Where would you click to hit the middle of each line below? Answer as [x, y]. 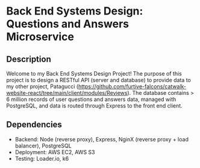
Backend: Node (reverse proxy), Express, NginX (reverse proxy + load [102, 139]
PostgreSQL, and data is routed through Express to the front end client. [94, 106]
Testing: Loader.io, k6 [42, 158]
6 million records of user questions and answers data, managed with [91, 99]
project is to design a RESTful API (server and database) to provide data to [98, 80]
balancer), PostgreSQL [43, 146]
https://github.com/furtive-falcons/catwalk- [132, 86]
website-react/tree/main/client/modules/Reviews [67, 93]
